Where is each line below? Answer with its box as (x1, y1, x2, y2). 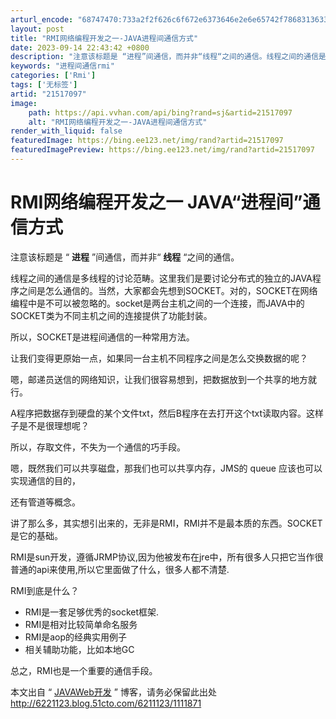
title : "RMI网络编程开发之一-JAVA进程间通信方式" (10, 33, 199, 43)
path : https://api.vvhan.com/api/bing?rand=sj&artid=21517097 (28, 107, 293, 118)
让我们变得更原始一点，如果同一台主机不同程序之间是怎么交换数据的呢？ (10, 352, 308, 364)
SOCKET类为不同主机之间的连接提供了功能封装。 (10, 309, 213, 321)
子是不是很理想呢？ (10, 419, 90, 431)
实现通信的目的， (10, 474, 81, 486)
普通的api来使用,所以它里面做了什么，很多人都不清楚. (10, 563, 230, 575)
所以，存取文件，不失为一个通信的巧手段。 (10, 441, 186, 453)
